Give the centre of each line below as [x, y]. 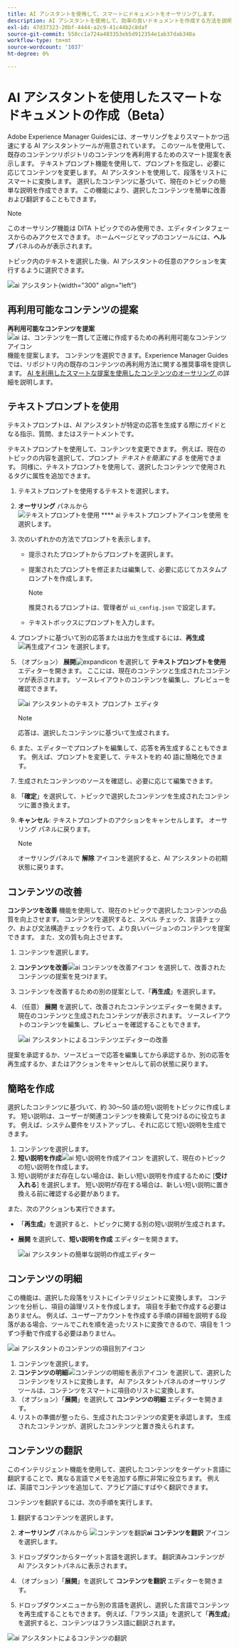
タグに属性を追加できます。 [54, 476]
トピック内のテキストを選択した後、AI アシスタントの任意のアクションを [114, 261]
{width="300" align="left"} [97, 285]
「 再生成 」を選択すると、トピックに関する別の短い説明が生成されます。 [123, 1224]
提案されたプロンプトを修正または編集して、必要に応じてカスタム [124, 570]
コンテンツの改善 [45, 892]
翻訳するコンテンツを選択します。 [67, 1517]
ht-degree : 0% [28, 54]
